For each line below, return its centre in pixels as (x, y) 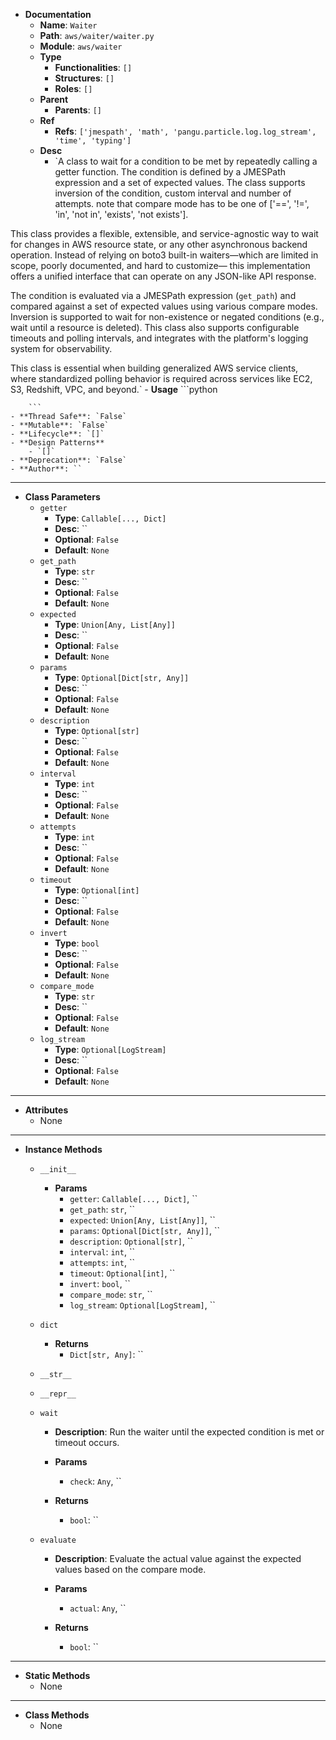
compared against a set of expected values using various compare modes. (164, 306)
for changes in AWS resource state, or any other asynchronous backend (159, 244)
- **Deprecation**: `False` (69, 460)
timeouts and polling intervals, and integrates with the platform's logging (159, 338)
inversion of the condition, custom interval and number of (173, 193)
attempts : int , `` (102, 1262)
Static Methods (57, 1675)
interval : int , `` (102, 1252)
